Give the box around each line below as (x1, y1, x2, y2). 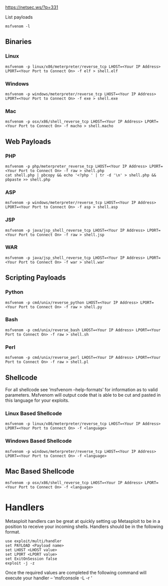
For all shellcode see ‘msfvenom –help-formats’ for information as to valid (5, 386, 158, 393)
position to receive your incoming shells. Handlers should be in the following (5, 523, 163, 529)
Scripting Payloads (5, 274, 66, 282)
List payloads (5, 14, 33, 20)
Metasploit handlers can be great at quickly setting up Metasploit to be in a (5, 518, 160, 524)
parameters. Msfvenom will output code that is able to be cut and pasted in (5, 392, 161, 398)
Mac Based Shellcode (5, 467, 74, 475)
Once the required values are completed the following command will (5, 570, 147, 576)
